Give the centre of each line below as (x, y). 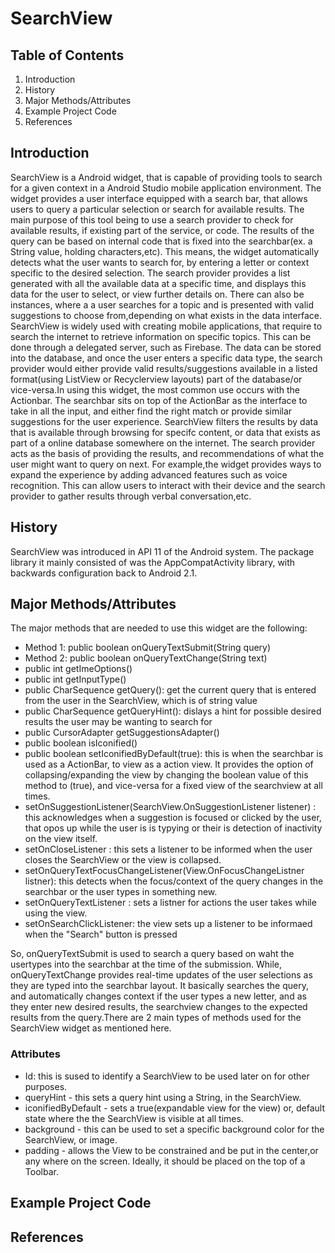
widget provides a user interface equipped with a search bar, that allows (159, 198)
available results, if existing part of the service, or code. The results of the (162, 230)
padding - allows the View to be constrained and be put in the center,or (171, 1150)
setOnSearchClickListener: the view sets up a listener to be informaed (168, 924)
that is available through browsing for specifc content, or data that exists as (165, 432)
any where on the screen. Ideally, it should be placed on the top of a (165, 1161)
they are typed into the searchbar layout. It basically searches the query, (160, 986)
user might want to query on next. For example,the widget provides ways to (166, 464)
